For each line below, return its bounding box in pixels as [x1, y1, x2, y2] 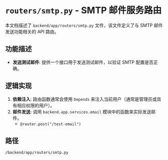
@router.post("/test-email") [20, 122, 81, 127]
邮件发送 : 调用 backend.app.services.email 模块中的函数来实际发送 [12, 109, 151, 115]
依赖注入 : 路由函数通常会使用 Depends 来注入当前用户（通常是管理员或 [12, 96, 157, 102]
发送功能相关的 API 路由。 [5, 28, 59, 34]
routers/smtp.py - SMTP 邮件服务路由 [5, 5, 162, 16]
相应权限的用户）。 [17, 102, 55, 109]
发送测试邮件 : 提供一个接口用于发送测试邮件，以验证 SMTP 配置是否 [12, 59, 154, 65]
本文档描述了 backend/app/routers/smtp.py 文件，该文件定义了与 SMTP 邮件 [5, 22, 163, 28]
